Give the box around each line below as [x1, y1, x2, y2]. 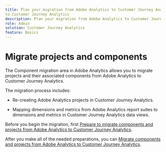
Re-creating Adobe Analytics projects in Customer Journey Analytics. [12, 97, 154, 103]
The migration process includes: [5, 87, 71, 93]
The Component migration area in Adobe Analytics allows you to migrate [5, 67, 153, 73]
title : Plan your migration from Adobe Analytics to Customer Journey [5, 7, 154, 12]
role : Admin [5, 21, 30, 26]
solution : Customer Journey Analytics [5, 26, 85, 30]
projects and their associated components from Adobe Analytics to [5, 72, 142, 79]
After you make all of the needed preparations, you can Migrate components [5, 136, 161, 142]
